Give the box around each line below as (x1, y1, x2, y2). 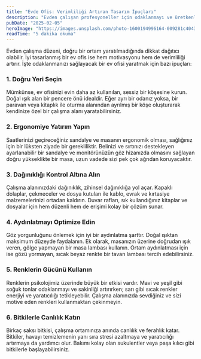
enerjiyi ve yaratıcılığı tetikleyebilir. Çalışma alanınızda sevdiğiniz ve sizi (6, 291, 181, 299)
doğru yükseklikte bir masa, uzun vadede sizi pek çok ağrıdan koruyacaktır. (6, 155, 193, 162)
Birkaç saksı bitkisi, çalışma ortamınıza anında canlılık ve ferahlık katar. (6, 327, 180, 334)
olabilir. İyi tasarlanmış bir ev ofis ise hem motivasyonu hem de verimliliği (6, 54, 185, 61)
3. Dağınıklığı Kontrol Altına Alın (6, 170, 100, 178)
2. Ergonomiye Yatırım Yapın (6, 123, 90, 131)
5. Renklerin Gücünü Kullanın (6, 266, 93, 274)
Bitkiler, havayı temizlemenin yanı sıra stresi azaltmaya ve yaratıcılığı (6, 333, 174, 340)
